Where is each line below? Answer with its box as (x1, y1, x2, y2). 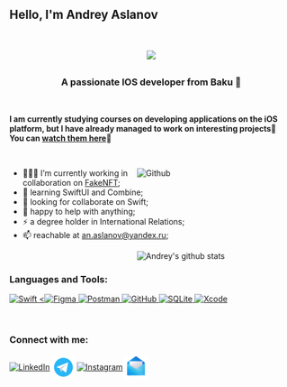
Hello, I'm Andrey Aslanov (9, 7, 158, 23)
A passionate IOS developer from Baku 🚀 (60, 76, 242, 88)
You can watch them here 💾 (9, 133, 112, 143)
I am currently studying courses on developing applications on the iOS (9, 113, 278, 124)
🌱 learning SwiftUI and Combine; (22, 187, 144, 198)
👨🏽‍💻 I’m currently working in (22, 167, 129, 179)
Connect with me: (9, 334, 89, 346)
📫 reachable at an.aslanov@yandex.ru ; (22, 229, 169, 240)
